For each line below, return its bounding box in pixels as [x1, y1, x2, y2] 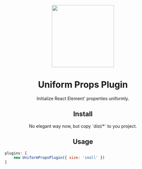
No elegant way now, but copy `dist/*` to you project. [29, 123, 137, 129]
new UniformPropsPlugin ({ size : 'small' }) [13, 155, 105, 161]
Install [73, 110, 93, 118]
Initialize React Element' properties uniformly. [36, 95, 130, 101]
